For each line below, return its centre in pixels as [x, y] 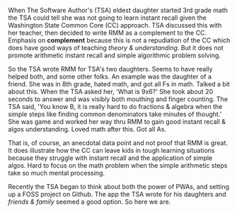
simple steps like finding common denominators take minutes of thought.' [115, 114]
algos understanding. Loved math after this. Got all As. [87, 129]
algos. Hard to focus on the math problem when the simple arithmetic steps [118, 165]
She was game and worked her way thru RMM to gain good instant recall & [117, 122]
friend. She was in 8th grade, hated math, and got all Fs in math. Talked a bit [119, 84]
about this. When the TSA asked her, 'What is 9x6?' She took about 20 [111, 92]
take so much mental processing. [57, 173]
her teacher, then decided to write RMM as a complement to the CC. [108, 33]
